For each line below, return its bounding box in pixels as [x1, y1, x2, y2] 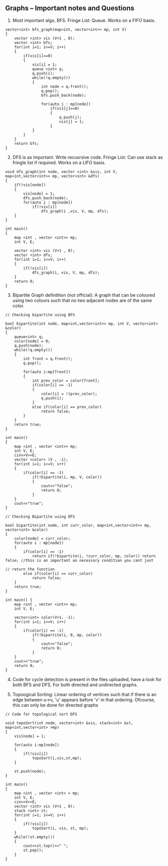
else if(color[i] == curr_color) [23, 571, 93, 576]
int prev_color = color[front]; [32, 378, 100, 383]
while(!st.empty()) [14, 834, 55, 839]
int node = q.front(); [41, 84, 89, 89]
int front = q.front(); [23, 356, 73, 361]
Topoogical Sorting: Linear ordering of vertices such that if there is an [12, 691, 157, 697]
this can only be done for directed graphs [12, 702, 99, 708]
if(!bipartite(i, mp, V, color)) [32, 475, 102, 480]
